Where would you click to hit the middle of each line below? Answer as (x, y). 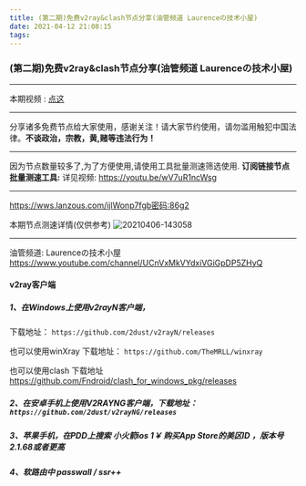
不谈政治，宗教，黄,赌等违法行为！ (91, 138)
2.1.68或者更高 (37, 447)
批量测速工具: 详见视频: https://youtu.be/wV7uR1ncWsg (113, 177)
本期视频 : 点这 (37, 98)
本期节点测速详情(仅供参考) (61, 224)
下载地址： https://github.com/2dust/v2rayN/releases (112, 332)
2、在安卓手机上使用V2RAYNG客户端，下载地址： (104, 403)
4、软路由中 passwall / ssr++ (66, 471)
